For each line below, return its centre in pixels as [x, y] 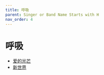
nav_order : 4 [19, 19]
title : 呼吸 [17, 10]
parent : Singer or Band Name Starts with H [52, 15]
